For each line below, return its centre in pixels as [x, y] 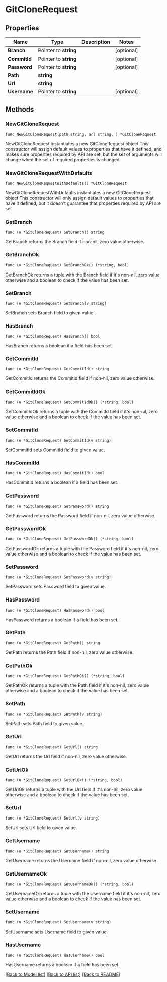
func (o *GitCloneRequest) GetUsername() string [57, 851]
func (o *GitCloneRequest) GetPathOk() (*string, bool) [65, 676]
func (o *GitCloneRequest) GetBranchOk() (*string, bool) [67, 265]
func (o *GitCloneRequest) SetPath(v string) [54, 714]
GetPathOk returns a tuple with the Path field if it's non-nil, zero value [77, 685]
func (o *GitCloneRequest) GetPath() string [53, 643]
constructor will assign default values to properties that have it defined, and [83, 149]
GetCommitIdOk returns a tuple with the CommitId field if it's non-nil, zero [81, 411]
